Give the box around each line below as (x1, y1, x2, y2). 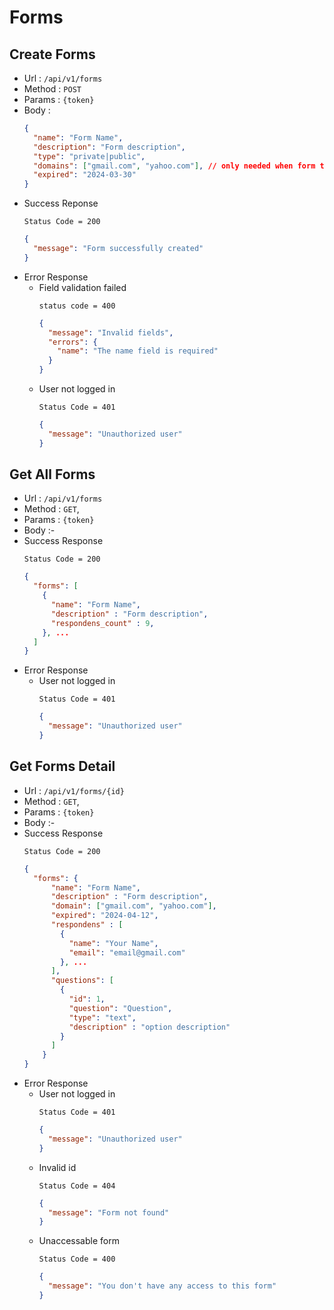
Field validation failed (38, 281, 127, 293)
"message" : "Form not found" (47, 1207, 170, 1218)
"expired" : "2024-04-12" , (50, 911, 159, 921)
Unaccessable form (38, 1235, 120, 1247)
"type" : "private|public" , (33, 151, 146, 161)
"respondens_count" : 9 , (50, 618, 155, 628)
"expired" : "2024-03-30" (33, 170, 137, 180)
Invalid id (38, 1161, 77, 1173)
